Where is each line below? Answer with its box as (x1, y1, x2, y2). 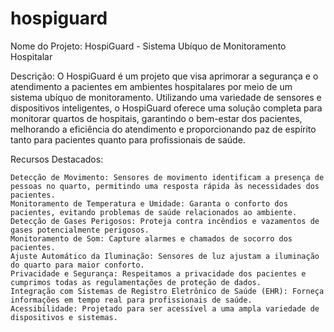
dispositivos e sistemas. (10, 312, 118, 322)
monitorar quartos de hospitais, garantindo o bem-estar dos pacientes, (10, 112, 303, 124)
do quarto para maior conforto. (10, 260, 145, 270)
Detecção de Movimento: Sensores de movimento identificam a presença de (10, 172, 325, 182)
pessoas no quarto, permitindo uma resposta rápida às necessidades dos (10, 181, 320, 191)
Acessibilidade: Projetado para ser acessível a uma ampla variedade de (10, 303, 320, 314)
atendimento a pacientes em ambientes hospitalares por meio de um (10, 80, 293, 92)
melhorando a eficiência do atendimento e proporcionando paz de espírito (10, 123, 317, 135)
